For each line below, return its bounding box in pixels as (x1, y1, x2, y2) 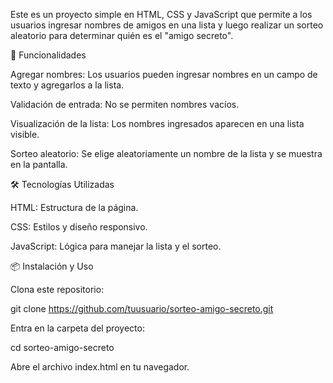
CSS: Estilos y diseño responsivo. (10, 221, 148, 233)
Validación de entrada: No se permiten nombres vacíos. (10, 99, 240, 110)
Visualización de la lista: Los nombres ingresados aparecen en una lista (10, 118, 305, 129)
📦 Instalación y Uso (10, 260, 94, 272)
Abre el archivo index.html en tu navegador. (10, 361, 190, 373)
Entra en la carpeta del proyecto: (10, 322, 145, 334)
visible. (10, 129, 40, 140)
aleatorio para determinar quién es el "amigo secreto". (10, 30, 234, 41)
